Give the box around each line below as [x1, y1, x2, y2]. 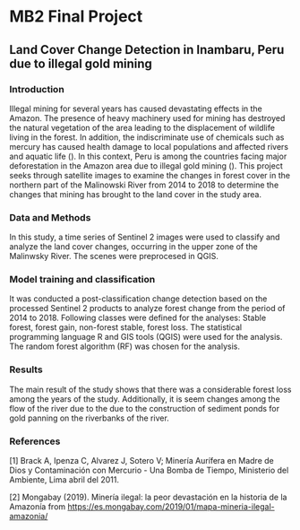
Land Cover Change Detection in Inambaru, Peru [9, 42, 285, 57]
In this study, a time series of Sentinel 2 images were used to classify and [9, 231, 280, 243]
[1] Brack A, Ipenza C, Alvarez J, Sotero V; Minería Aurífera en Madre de [9, 456, 275, 466]
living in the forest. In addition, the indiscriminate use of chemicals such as [9, 132, 285, 143]
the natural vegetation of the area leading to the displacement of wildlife [9, 122, 276, 133]
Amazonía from [9, 501, 66, 512]
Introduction [9, 83, 64, 95]
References [9, 435, 61, 447]
